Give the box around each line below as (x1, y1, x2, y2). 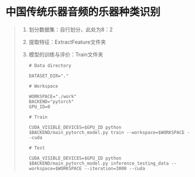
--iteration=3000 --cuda (84, 165, 146, 171)
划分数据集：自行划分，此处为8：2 (28, 26, 113, 33)
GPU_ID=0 (28, 103, 51, 109)
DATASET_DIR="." (28, 73, 69, 79)
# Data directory (28, 62, 72, 68)
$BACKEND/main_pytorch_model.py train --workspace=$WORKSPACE (28, 129, 185, 135)
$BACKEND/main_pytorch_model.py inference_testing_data (28, 160, 169, 166)
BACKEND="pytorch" (28, 98, 74, 105)
